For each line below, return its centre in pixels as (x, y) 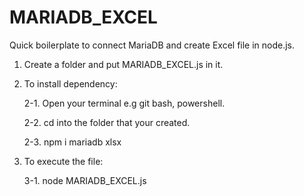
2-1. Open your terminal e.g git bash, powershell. (124, 103)
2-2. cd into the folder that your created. (107, 122)
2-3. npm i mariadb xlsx (72, 142)
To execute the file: (63, 161)
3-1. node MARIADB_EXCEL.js (85, 180)
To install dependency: (70, 83)
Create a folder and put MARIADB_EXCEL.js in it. (123, 64)
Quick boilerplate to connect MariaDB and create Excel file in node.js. (152, 45)
